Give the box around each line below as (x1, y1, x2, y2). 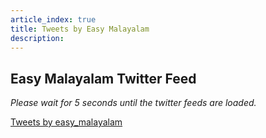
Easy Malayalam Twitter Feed (10, 70, 197, 87)
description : (10, 33, 65, 43)
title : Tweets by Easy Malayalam (10, 24, 150, 34)
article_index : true (10, 14, 97, 25)
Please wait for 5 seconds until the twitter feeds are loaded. (10, 97, 257, 109)
